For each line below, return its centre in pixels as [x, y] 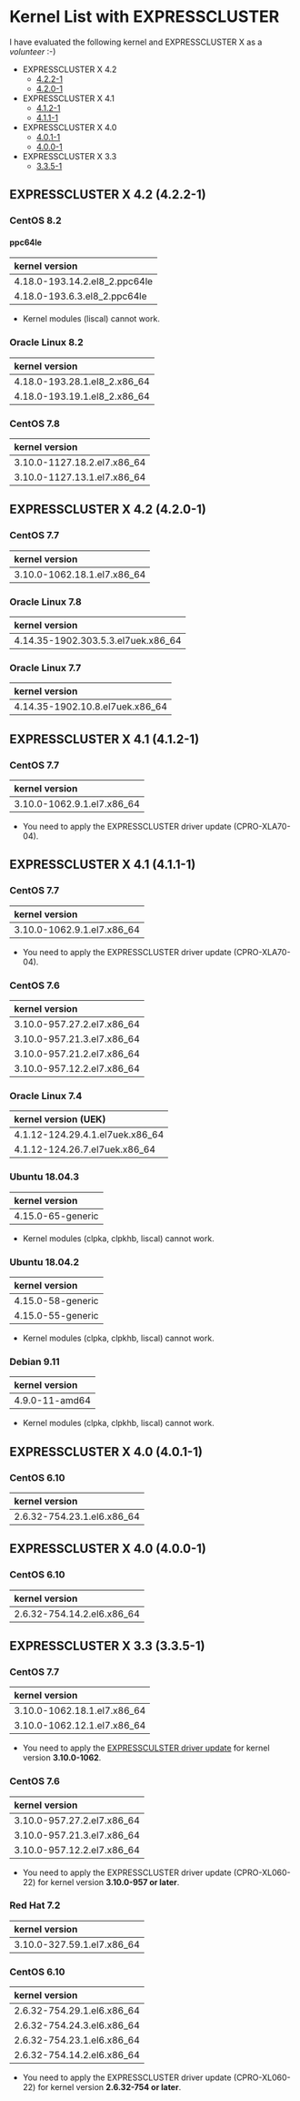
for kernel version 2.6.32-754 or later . [110, 2087]
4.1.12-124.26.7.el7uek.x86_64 [85, 1149]
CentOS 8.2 [35, 220]
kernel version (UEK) [60, 1119]
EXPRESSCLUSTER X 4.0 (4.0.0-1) [108, 1549]
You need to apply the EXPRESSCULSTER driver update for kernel [146, 1748]
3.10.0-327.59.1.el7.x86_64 [77, 1944]
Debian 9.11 [35, 1362]
